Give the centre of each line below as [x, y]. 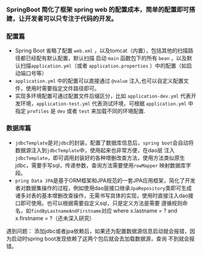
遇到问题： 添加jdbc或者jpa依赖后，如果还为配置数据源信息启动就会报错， [98, 231]
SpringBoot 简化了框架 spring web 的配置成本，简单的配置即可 [98, 9]
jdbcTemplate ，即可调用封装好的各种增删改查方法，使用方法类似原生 [100, 158]
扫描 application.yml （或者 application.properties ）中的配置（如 [103, 66]
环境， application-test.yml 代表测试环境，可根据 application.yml [103, 103]
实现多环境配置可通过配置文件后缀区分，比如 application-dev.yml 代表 [103, 96]
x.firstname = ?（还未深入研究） [55, 218]
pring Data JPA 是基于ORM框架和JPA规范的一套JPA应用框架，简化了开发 [105, 180]
